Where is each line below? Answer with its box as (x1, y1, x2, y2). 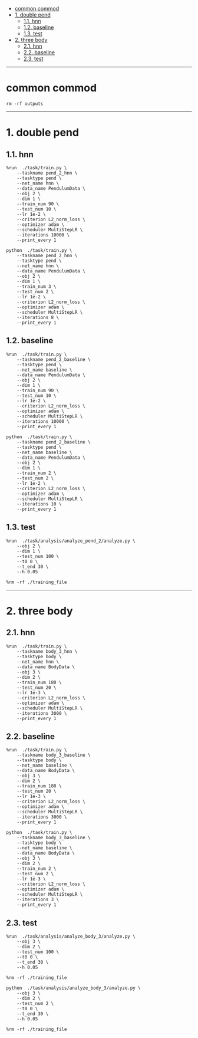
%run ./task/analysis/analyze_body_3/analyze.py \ (6, 934, 136, 940)
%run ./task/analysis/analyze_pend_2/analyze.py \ (6, 538, 136, 544)
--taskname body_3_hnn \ (16, 648, 78, 654)
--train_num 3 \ (16, 283, 57, 290)
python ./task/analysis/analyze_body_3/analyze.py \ (6, 985, 141, 991)
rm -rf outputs (6, 100, 44, 107)
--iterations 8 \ (16, 314, 60, 320)
